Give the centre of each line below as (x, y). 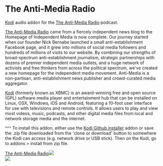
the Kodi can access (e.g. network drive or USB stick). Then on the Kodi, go (81, 138)
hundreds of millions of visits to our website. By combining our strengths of (80, 52)
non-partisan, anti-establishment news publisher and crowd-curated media (80, 78)
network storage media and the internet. (45, 118)
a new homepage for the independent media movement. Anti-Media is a (77, 73)
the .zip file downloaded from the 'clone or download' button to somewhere (81, 133)
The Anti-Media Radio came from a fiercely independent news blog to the (79, 32)
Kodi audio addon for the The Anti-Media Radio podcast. (62, 22)
